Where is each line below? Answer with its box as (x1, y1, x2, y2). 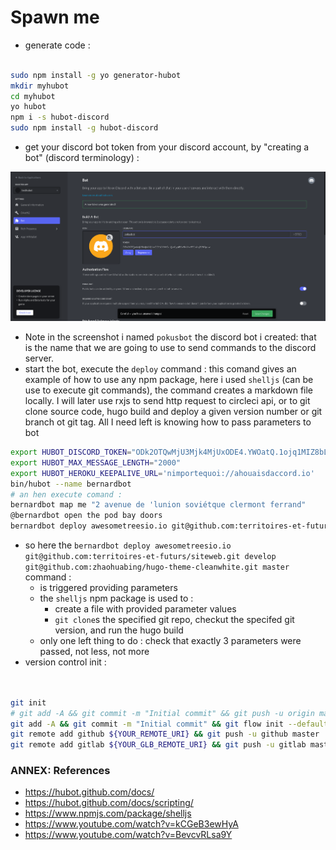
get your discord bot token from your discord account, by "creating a (24, 141, 310, 153)
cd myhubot (10, 91, 56, 101)
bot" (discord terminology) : (24, 152, 140, 164)
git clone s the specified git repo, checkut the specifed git (54, 614, 295, 625)
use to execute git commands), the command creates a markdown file (24, 384, 314, 396)
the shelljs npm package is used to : (39, 592, 194, 604)
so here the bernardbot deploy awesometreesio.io (24, 539, 232, 551)
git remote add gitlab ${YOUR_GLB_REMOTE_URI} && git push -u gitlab (10, 740, 307, 750)
